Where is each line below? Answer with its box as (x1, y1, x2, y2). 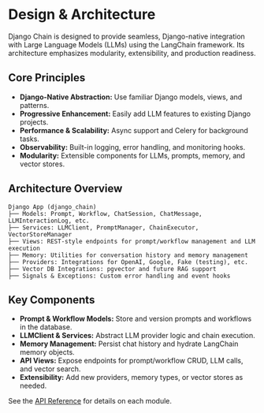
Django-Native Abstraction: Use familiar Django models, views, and (19, 92, 243, 102)
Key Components (8, 293, 95, 307)
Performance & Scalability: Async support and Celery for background (19, 125, 248, 135)
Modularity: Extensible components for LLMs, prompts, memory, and (19, 151, 246, 160)
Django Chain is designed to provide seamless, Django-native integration (8, 32, 246, 41)
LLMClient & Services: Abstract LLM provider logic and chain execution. (19, 331, 256, 340)
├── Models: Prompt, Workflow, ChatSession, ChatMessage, (8, 210, 203, 218)
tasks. (19, 134, 39, 143)
